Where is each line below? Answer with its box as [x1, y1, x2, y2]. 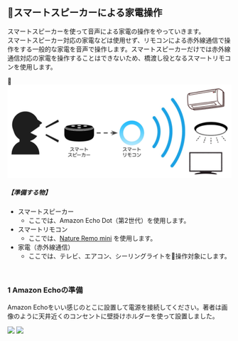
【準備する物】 [7, 188, 51, 197]
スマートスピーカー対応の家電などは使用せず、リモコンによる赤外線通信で [7, 36, 225, 44]
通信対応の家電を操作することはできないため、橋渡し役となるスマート [7, 53, 213, 62]
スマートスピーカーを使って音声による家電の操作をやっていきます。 [7, 27, 205, 36]
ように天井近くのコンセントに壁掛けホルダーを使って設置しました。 [19, 312, 219, 320]
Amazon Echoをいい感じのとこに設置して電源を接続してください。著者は [7, 303, 222, 311]
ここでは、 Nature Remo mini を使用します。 [28, 234, 157, 243]
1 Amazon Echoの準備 [7, 285, 83, 295]
